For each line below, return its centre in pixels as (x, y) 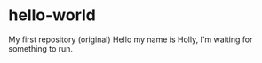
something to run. (40, 48)
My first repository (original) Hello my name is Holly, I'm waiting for (131, 39)
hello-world (52, 15)
